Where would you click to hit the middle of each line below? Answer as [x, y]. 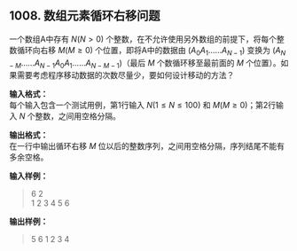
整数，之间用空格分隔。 [78, 116]
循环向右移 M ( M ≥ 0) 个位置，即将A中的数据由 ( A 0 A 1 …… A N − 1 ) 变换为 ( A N [151, 51]
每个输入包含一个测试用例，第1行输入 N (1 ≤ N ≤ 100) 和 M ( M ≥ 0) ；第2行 [143, 106]
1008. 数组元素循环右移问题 [85, 16]
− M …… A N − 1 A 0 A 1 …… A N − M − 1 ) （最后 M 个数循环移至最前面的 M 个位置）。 [145, 63]
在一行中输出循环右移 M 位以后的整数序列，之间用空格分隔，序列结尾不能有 [147, 146]
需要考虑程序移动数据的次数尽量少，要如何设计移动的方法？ [125, 75]
